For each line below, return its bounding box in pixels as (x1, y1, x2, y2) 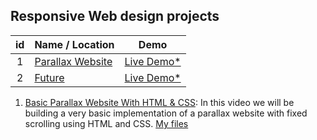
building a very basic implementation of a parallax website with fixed (24, 107, 308, 119)
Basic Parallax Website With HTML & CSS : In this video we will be (24, 96, 295, 108)
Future (34, 70, 65, 84)
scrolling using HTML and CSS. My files (24, 117, 189, 129)
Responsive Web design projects (10, 8, 220, 25)
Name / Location (34, 37, 115, 51)
